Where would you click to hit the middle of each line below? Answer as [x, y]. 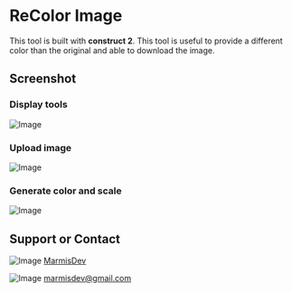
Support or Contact [65, 239]
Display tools [38, 105]
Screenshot [43, 79]
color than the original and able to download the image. [112, 50]
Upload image [41, 147]
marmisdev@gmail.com [88, 278]
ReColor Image [66, 16]
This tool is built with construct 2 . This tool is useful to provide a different [146, 41]
